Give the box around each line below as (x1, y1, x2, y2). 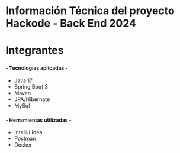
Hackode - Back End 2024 (5, 17, 137, 30)
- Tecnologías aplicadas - (5, 65, 68, 71)
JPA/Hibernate (14, 96, 50, 103)
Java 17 (14, 77, 33, 84)
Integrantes (5, 44, 64, 57)
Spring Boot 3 (14, 83, 49, 90)
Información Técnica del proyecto (5, 4, 175, 18)
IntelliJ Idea (14, 128, 43, 135)
